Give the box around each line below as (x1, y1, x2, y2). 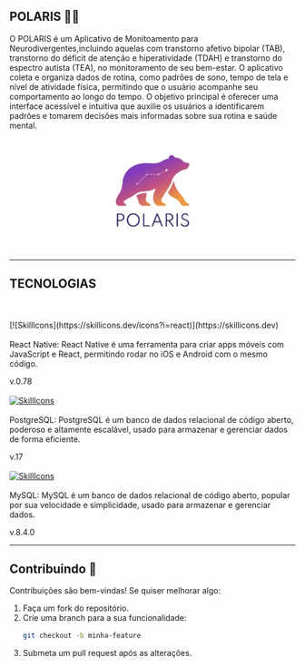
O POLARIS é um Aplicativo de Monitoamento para (9, 33, 199, 44)
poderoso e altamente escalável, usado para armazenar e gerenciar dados (9, 424, 289, 435)
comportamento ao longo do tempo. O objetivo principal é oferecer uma (9, 91, 279, 102)
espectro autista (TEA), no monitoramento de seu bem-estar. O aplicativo (9, 62, 283, 73)
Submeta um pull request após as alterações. (22, 648, 192, 659)
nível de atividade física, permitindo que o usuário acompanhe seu (9, 81, 259, 92)
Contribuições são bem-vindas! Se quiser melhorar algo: (9, 585, 221, 596)
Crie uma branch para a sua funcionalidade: (22, 613, 187, 623)
